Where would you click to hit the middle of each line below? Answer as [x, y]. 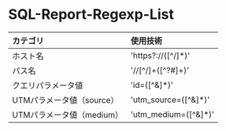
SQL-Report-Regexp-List [91, 15]
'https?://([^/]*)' [160, 55]
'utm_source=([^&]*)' [170, 100]
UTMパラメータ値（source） [65, 100]
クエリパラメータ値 [48, 86]
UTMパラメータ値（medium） [68, 115]
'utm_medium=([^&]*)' [172, 114]
